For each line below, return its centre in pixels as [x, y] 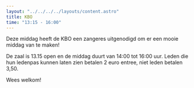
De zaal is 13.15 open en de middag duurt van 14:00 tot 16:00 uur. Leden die [97, 57]
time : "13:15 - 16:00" [34, 22]
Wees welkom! [24, 80]
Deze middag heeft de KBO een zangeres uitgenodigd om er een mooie [92, 39]
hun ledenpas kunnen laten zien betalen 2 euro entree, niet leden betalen [94, 62]
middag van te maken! [33, 45]
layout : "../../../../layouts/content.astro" [62, 11]
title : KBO [19, 17]
